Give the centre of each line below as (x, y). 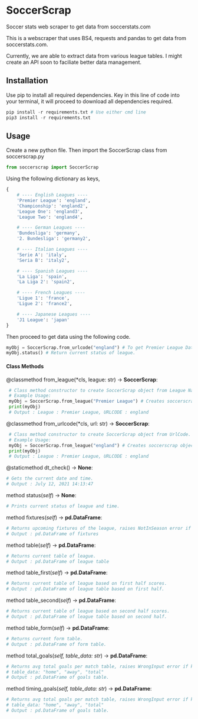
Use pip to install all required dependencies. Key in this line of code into (93, 95)
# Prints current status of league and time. (63, 506)
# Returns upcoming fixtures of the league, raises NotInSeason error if (99, 528)
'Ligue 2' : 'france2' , (44, 304)
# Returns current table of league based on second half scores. (88, 611)
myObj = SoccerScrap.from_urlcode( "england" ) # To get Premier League (95, 347)
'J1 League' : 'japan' (43, 320)
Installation (27, 81)
